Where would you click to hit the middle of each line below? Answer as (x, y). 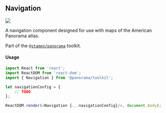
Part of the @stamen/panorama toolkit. (43, 46)
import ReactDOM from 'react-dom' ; (43, 73)
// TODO (23, 92)
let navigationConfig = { (33, 87)
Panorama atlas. (22, 36)
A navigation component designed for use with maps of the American (79, 30)
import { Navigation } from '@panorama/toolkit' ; (59, 78)
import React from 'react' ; (35, 69)
